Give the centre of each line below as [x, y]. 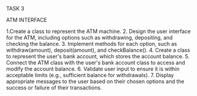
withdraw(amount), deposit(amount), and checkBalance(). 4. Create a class [98, 50]
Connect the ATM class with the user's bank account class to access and [96, 62]
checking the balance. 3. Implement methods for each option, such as [92, 44]
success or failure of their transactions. [54, 87]
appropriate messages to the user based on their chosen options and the [96, 81]
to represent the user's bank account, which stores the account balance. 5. [98, 56]
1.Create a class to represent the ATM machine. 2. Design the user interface [99, 31]
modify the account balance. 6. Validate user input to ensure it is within [93, 69]
